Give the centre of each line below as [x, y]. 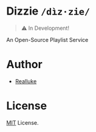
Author [24, 64]
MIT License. [22, 122]
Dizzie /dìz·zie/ [48, 11]
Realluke [26, 81]
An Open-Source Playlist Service [47, 40]
